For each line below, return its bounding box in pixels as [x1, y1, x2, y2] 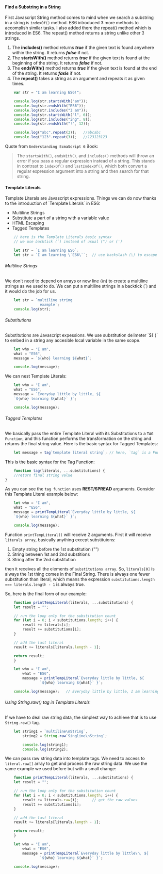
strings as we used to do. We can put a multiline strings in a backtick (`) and [5, 283, 157, 289]
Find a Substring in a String [5, 4, 61, 10]
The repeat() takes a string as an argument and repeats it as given [12, 76, 145, 81]
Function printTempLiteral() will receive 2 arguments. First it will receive [5, 532, 151, 537]
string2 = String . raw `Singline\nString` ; [22, 733, 108, 738]
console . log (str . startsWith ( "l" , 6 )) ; [14, 112, 92, 117]
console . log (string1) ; [22, 742, 68, 747]
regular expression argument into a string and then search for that [16, 168, 149, 174]
